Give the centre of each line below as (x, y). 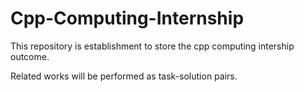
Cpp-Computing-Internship (127, 18)
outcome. (30, 56)
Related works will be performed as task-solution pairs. (124, 76)
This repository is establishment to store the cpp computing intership (152, 46)
